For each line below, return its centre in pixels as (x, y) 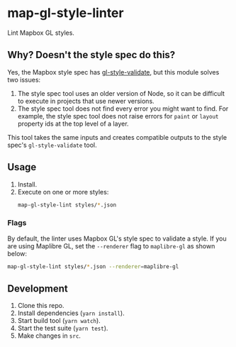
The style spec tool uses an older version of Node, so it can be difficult (121, 93)
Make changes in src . (49, 336)
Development (38, 288)
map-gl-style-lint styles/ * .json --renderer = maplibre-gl (93, 266)
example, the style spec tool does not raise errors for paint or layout (118, 116)
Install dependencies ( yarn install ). (71, 313)
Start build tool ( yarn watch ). (59, 321)
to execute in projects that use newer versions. (86, 101)
